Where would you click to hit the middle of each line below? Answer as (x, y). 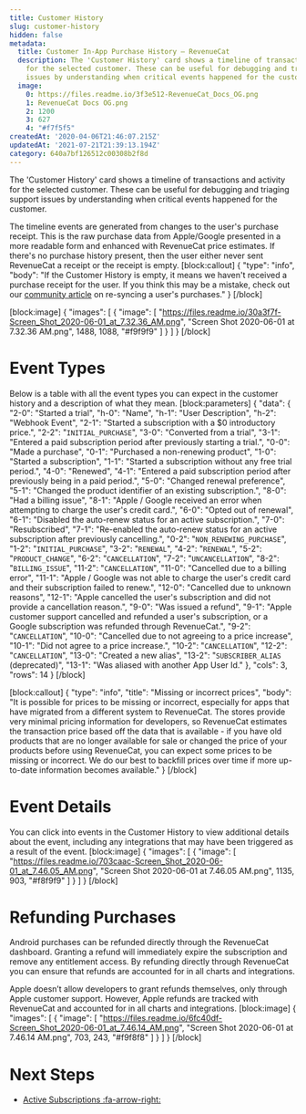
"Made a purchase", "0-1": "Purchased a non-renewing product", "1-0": (143, 452)
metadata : (28, 43)
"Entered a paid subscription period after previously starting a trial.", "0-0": (150, 442)
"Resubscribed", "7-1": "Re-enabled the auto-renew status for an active (143, 529)
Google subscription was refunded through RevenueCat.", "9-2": (130, 626)
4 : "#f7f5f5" (51, 129)
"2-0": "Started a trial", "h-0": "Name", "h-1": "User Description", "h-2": (143, 412)
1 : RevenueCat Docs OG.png (77, 103)
